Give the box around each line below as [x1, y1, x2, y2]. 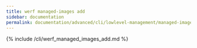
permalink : [6, 19, 33, 25]
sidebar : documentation [6, 14, 64, 20]
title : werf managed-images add [6, 8, 85, 15]
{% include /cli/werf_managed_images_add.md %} [6, 36, 129, 43]
